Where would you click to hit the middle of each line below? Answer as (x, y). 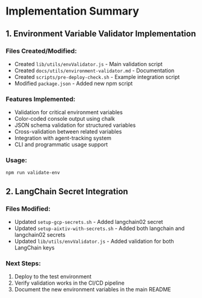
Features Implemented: (41, 99)
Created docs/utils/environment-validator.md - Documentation (94, 70)
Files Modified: (28, 209)
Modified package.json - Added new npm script (73, 83)
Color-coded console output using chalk (65, 119)
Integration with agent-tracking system (63, 138)
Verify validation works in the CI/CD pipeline (70, 283)
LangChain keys (34, 248)
